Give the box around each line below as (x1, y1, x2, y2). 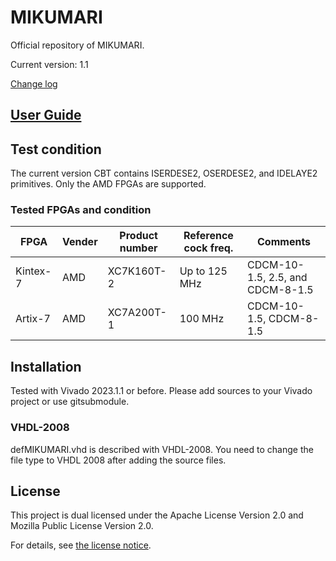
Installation (10, 358, 82, 375)
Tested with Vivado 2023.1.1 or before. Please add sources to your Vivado (10, 385, 313, 397)
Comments (257, 235, 312, 249)
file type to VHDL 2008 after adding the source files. (10, 454, 227, 466)
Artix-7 (15, 312, 51, 326)
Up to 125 (179, 264, 228, 278)
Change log (10, 77, 58, 90)
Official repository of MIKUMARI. (10, 39, 145, 51)
